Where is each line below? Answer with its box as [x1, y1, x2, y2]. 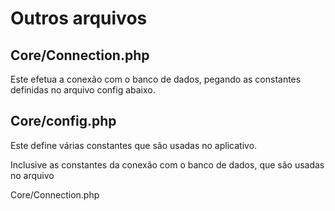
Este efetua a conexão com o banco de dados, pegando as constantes [10, 73, 302, 85]
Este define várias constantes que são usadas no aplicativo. [10, 139, 258, 151]
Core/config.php [10, 113, 117, 130]
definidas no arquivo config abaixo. [10, 84, 156, 96]
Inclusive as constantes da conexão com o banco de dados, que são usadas [10, 158, 325, 171]
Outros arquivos [10, 7, 148, 30]
